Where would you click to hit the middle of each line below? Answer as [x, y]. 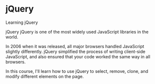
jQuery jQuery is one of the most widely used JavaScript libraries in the [77, 32]
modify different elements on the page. [45, 76]
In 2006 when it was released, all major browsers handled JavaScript [75, 46]
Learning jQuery [22, 22]
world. [12, 37]
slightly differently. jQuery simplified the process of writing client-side [76, 51]
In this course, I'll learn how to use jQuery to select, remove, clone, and [77, 71]
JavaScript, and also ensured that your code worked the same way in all [78, 56]
